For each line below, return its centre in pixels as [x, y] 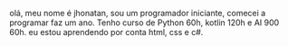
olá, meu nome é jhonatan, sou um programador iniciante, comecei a [138, 13]
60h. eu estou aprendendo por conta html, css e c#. [106, 32]
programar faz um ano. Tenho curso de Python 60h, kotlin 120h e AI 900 [144, 23]
